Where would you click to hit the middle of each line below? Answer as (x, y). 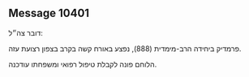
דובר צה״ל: (26, 32)
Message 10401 (49, 13)
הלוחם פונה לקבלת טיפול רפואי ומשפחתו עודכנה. (83, 64)
